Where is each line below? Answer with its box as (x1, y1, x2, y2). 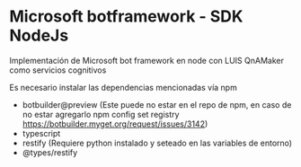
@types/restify (22, 146, 78, 158)
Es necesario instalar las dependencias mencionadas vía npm (9, 82, 238, 92)
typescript (22, 127, 61, 138)
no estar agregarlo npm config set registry (22, 109, 180, 119)
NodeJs (9, 25, 69, 46)
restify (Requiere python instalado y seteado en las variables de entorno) (22, 137, 293, 148)
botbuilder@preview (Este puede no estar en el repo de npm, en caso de (22, 99, 292, 110)
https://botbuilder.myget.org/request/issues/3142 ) (22, 119, 208, 129)
